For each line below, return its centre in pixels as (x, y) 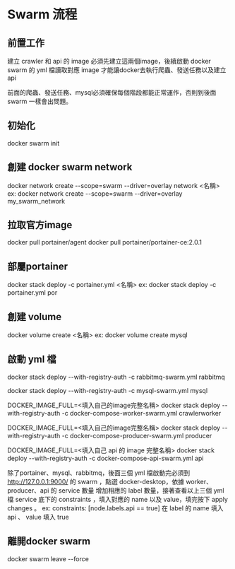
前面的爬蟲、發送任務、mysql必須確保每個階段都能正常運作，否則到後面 (112, 92)
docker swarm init (34, 143)
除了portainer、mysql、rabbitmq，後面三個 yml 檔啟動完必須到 (99, 473)
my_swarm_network (36, 201)
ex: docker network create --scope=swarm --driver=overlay (95, 193)
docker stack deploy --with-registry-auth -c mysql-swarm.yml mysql (108, 390)
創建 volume (35, 316)
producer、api (28, 490)
